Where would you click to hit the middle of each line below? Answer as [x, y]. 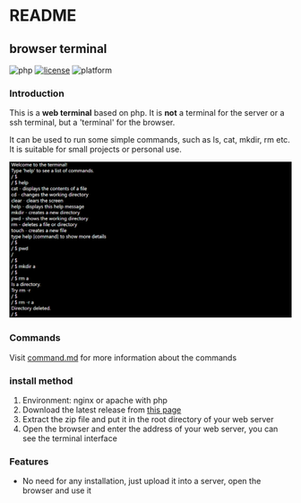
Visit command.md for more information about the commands [123, 357]
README [43, 16]
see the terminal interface [70, 438]
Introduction [37, 93]
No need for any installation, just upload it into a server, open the [142, 481]
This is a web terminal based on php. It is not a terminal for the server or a [147, 113]
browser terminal [58, 49]
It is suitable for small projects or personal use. [95, 150]
